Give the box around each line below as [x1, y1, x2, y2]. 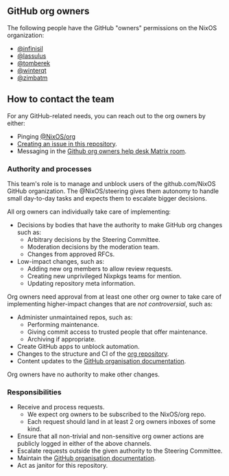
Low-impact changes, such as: [16, 257, 105, 265]
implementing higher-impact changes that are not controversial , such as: [7, 299, 213, 308]
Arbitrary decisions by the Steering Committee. [27, 235, 160, 243]
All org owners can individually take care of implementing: [7, 207, 171, 216]
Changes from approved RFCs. [27, 250, 115, 258]
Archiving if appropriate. [27, 335, 96, 343]
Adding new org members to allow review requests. [27, 264, 173, 273]
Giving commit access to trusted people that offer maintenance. [27, 328, 208, 336]
